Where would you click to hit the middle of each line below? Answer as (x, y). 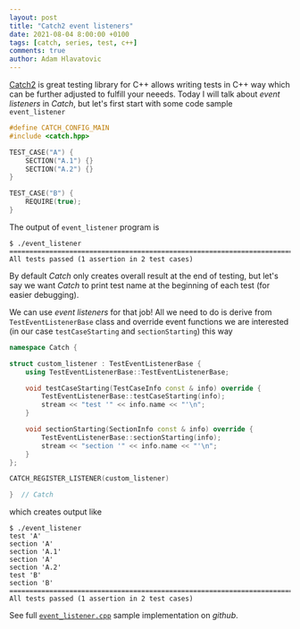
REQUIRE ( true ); (54, 202)
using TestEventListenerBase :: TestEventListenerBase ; (127, 372)
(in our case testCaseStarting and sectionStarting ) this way (121, 331)
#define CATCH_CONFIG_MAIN (59, 128)
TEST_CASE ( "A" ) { (42, 152)
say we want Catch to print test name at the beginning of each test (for (140, 285)
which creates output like (56, 512)
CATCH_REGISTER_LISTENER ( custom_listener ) (89, 479)
